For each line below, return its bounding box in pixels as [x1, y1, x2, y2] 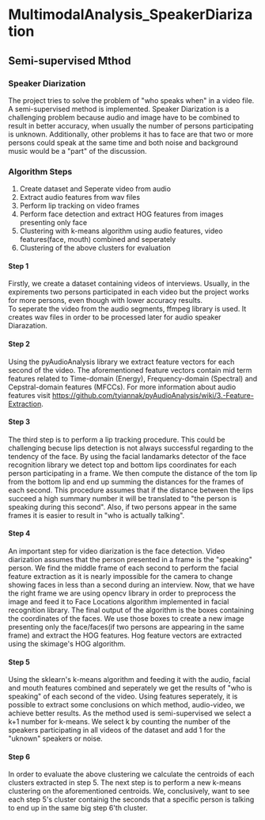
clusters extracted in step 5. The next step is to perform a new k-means [8, 778, 241, 787]
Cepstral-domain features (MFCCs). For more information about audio [8, 382, 237, 392]
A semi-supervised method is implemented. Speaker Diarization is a [8, 104, 229, 113]
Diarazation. [8, 321, 47, 331]
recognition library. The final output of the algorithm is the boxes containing [8, 605, 255, 615]
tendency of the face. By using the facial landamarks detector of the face [8, 451, 247, 461]
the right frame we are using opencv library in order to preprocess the [8, 588, 237, 598]
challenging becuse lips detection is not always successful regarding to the [8, 443, 254, 453]
